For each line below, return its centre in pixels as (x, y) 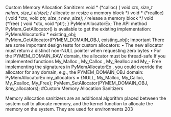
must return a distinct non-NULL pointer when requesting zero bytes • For (83, 51)
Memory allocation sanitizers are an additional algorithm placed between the (86, 98)
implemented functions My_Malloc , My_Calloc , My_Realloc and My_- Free (83, 61)
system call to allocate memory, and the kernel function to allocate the (79, 104)
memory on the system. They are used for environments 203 (69, 109)
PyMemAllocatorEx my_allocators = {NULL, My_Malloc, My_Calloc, (75, 78)
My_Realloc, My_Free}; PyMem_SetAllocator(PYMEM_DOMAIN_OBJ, (77, 83)
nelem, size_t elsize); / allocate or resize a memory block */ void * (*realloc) (85, 13)
